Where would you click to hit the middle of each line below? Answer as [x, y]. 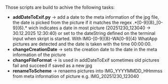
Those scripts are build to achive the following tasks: [60, 7]
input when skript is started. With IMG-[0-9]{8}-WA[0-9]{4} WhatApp [85, 38]
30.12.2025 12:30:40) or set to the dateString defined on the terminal [84, 33]
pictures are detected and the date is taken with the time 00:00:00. [82, 44]
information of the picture [39, 55]
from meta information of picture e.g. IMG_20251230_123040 [76, 76]
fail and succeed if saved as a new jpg [52, 66]
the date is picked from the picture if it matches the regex [72, 23]
